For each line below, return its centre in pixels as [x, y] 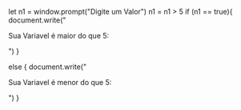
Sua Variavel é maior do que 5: [59, 36]
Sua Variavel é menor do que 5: [60, 82]
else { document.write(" [47, 67]
